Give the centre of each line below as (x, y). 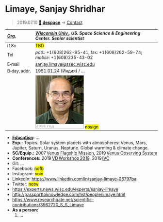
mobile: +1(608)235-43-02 (64, 57)
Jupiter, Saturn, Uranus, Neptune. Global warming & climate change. (80, 148)
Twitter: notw (25, 184)
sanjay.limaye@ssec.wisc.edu (65, 64)
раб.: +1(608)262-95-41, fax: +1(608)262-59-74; (89, 52)
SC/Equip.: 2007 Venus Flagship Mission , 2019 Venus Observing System (85, 153)
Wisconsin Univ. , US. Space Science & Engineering (88, 33)
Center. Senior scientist (60, 38)
